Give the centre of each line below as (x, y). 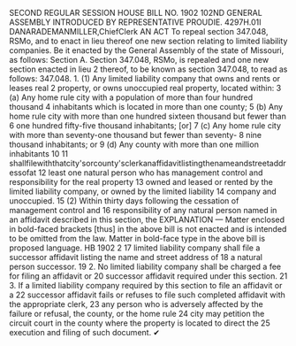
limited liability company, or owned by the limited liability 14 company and (143, 191)
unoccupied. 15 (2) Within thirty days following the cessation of (124, 201)
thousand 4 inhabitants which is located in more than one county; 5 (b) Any (146, 107)
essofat (23, 173)
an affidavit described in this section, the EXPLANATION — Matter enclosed (147, 219)
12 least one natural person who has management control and (151, 173)
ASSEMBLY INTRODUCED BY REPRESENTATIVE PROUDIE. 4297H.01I (136, 22)
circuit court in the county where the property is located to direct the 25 (140, 323)
